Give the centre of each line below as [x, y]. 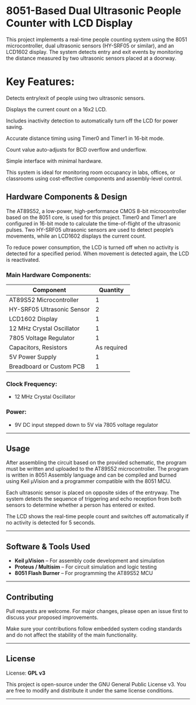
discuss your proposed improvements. [52, 617]
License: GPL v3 [26, 673]
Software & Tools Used [48, 547]
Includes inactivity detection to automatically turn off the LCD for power [92, 121]
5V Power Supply [33, 357]
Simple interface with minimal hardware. [55, 161]
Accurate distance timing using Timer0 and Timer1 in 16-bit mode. [85, 138]
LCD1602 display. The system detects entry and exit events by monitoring [94, 52]
